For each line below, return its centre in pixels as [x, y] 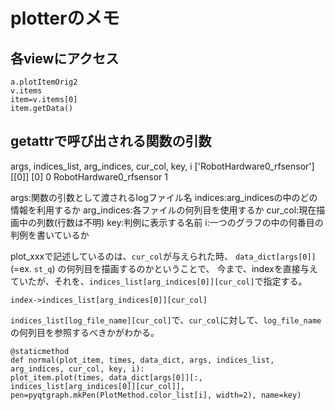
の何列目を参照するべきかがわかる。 [85, 332]
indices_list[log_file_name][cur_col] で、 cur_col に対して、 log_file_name [166, 320]
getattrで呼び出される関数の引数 [111, 141]
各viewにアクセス [65, 58]
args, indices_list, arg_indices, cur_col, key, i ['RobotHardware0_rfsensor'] [162, 166]
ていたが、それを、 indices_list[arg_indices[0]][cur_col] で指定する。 [159, 281]
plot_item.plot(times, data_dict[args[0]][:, [106, 377]
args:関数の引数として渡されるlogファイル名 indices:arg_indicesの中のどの [164, 197]
